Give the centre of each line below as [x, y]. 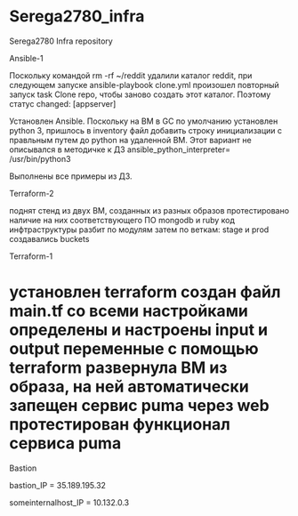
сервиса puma [65, 443]
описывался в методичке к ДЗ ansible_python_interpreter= [120, 149]
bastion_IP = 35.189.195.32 [58, 485]
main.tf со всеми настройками [129, 311]
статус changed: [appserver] [63, 103]
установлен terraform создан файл [145, 292]
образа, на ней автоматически [129, 387]
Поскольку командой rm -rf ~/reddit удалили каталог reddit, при [131, 75]
